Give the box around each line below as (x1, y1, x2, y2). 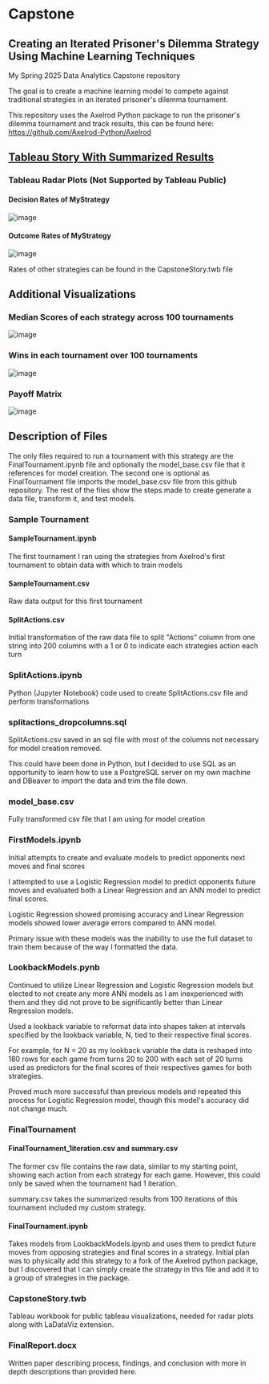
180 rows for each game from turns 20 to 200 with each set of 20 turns (8, 1054, 243, 1064)
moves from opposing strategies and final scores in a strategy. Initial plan (8, 1247, 250, 1257)
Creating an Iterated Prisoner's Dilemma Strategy (8, 37, 260, 51)
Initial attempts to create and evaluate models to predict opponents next (8, 852, 246, 862)
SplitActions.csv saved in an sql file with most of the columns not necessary (8, 734, 259, 744)
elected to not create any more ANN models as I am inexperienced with (8, 989, 244, 998)
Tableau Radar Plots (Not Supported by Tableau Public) (8, 174, 227, 186)
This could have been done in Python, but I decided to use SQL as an (8, 758, 236, 768)
